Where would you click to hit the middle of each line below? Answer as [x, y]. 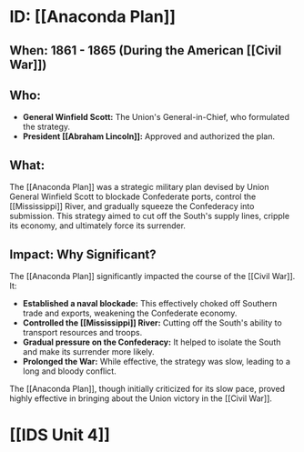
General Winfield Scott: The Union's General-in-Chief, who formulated [156, 117]
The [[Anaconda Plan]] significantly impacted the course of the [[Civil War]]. [152, 276]
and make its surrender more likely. [88, 352]
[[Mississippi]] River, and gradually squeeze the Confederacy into [132, 206]
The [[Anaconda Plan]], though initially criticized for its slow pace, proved [147, 389]
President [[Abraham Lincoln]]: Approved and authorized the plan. [149, 136]
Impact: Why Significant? [83, 254]
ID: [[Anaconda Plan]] [92, 17]
